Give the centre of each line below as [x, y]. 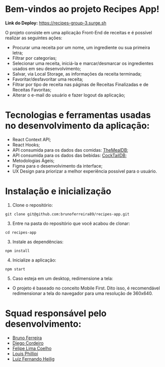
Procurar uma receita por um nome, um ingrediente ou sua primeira [81, 47]
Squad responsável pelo [56, 313]
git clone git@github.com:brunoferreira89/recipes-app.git [67, 214]
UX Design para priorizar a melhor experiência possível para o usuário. [84, 171]
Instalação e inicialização [58, 191]
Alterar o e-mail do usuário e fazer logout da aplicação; [69, 95]
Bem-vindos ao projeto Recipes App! [82, 9]
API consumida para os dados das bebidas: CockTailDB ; [70, 155]
